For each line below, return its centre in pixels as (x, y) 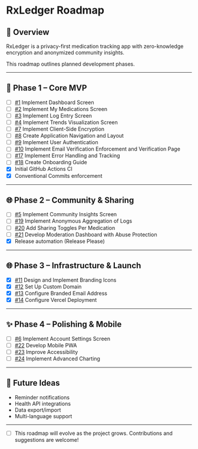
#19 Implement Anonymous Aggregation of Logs (73, 221)
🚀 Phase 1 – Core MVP (47, 88)
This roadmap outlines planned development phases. (70, 64)
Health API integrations (43, 404)
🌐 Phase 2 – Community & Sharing (70, 200)
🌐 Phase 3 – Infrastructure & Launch (74, 266)
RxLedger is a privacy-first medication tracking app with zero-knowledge (95, 46)
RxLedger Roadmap (55, 10)
